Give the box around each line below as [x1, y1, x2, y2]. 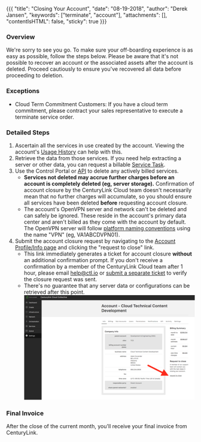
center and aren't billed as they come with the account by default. [23, 218, 187, 225]
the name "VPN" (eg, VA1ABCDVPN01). [23, 231, 120, 238]
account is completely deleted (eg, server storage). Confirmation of [23, 180, 194, 187]
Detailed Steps [6, 128, 50, 137]
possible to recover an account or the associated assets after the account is [6, 59, 193, 67]
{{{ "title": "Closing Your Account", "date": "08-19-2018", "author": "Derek [6, 5, 188, 12]
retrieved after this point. [23, 288, 85, 296]
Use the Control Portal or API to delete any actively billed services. [14, 167, 179, 175]
